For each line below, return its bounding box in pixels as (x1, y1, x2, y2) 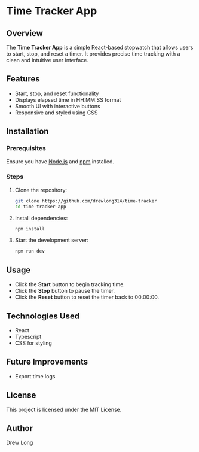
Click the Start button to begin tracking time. (14, 281, 125, 288)
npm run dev (14, 248, 45, 254)
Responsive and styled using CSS (14, 109, 98, 116)
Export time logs (14, 372, 56, 380)
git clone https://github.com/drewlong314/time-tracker (14, 198, 157, 204)
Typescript (14, 333, 42, 340)
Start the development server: (14, 236, 89, 244)
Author (6, 423, 33, 433)
